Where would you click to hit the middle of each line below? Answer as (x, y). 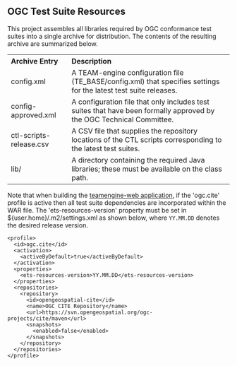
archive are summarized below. (53, 43)
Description (91, 61)
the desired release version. (48, 225)
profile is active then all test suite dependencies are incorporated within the (117, 202)
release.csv (30, 144)
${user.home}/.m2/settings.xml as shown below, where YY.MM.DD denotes (114, 218)
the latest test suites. (106, 148)
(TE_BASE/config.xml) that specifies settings (146, 81)
